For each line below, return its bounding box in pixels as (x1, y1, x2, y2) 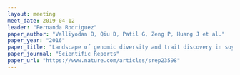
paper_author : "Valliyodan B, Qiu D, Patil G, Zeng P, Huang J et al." (7, 30, 225, 38)
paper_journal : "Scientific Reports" (7, 51, 120, 58)
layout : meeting (7, 10, 56, 18)
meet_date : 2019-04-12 (7, 17, 75, 24)
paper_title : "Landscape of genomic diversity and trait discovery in (7, 44, 222, 51)
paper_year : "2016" (7, 37, 66, 44)
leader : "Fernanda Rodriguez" (7, 24, 98, 31)
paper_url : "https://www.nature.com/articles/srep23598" (7, 57, 181, 64)
